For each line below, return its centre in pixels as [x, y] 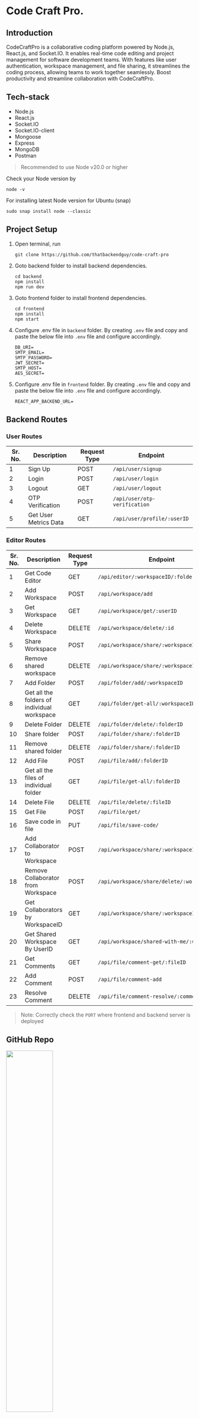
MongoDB [27, 149]
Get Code [38, 573]
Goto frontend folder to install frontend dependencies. [81, 298]
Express [25, 143]
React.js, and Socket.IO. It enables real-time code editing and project [90, 53]
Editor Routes [26, 540]
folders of [38, 700]
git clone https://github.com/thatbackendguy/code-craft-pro [92, 254]
